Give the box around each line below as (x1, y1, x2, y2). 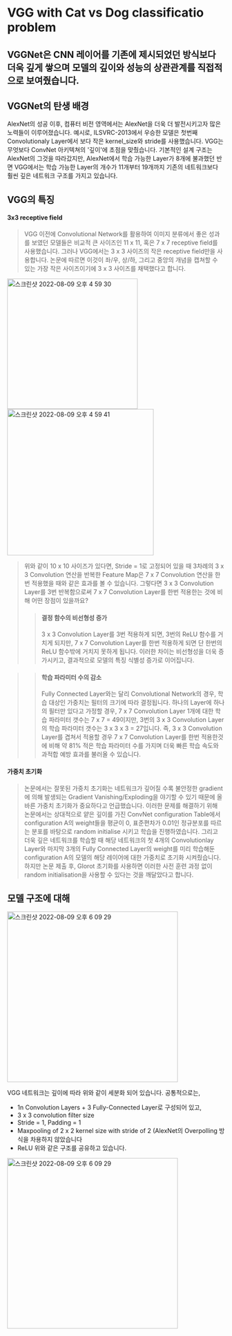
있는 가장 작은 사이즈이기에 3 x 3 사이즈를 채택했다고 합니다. (23, 264, 186, 272)
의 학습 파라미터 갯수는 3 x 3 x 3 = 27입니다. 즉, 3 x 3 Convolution (41, 724, 222, 733)
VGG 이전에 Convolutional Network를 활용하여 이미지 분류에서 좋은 (23, 229, 207, 238)
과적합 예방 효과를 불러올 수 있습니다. (41, 750, 142, 758)
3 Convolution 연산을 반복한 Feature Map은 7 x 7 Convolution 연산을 (23, 570, 214, 578)
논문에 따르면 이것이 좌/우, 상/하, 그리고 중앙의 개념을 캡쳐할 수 (50, 256, 218, 264)
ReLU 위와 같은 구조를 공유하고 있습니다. (17, 1144, 127, 1152)
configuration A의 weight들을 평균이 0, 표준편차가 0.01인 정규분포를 (23, 819, 209, 827)
